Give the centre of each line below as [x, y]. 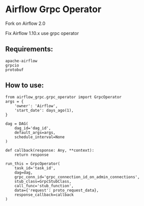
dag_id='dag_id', [33, 128]
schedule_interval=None [40, 137]
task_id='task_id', [35, 168]
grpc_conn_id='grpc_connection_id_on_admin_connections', [77, 177]
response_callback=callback [44, 195]
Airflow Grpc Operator [53, 9]
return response [32, 155]
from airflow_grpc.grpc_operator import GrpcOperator [64, 97]
